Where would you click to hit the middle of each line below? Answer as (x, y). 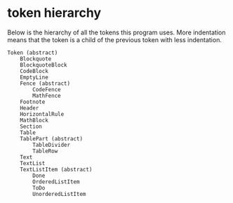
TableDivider (52, 145)
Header (29, 108)
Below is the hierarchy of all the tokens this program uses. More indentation (116, 32)
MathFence (47, 96)
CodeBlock (34, 71)
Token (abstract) (33, 53)
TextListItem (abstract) (56, 169)
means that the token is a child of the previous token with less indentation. (115, 39)
